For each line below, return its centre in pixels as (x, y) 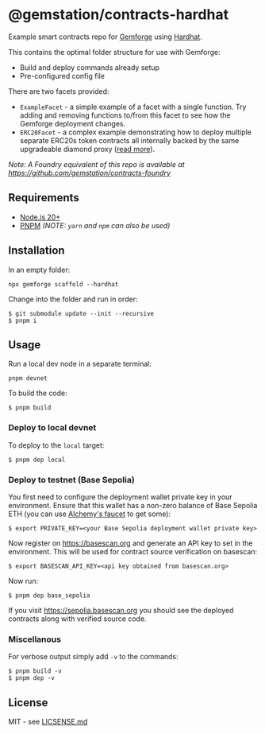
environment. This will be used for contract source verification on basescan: (133, 551)
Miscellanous (35, 639)
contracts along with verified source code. (77, 619)
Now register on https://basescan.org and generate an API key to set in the (131, 543)
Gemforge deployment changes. (73, 123)
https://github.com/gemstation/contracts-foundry (90, 173)
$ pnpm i (23, 320)
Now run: (23, 581)
